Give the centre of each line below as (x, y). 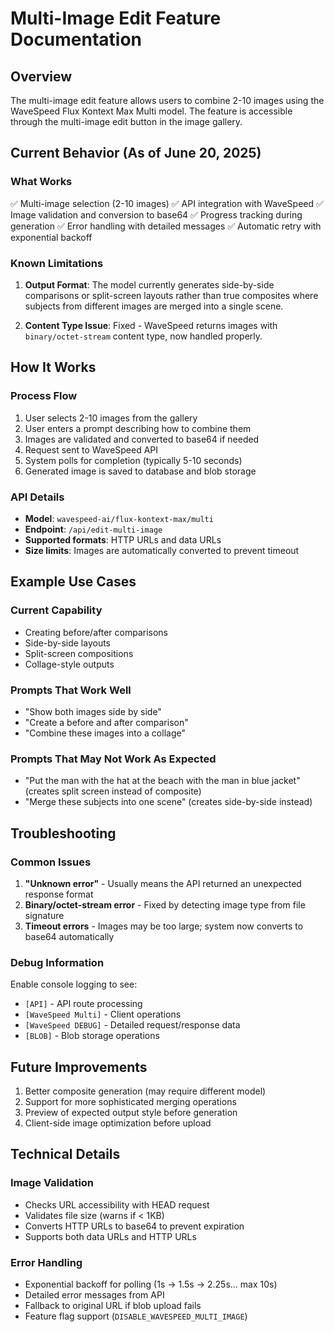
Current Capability (56, 610)
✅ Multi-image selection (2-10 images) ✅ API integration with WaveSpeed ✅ (167, 203)
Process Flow (44, 396)
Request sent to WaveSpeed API (91, 449)
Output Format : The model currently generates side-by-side (149, 284)
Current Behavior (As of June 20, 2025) (136, 153)
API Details (37, 497)
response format (59, 894)
